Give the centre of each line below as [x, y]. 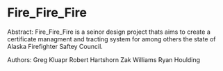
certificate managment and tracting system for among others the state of [112, 39]
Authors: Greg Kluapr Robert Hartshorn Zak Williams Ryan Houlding [104, 59]
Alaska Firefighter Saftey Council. [55, 46]
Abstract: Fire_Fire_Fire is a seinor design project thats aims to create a [109, 32]
